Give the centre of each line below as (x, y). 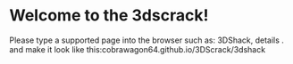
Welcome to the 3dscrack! (109, 16)
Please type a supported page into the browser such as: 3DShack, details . (146, 40)
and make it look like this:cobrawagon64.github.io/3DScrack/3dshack (138, 49)
